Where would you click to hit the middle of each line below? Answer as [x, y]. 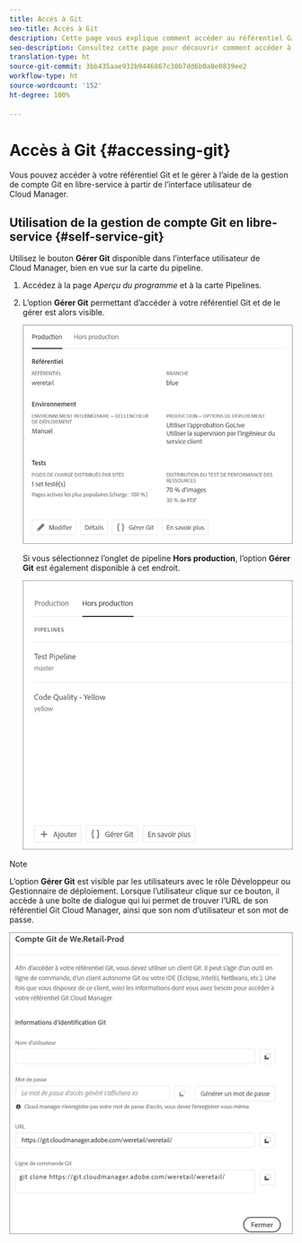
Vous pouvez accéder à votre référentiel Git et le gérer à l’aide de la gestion [149, 175]
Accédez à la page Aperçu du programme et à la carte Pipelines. [142, 286]
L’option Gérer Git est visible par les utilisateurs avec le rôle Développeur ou [150, 881]
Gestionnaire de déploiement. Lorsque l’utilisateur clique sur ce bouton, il [145, 891]
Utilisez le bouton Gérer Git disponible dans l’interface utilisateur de [135, 259]
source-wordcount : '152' [56, 86]
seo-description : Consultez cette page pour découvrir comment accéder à [151, 48]
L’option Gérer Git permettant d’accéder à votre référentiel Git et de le [151, 303]
